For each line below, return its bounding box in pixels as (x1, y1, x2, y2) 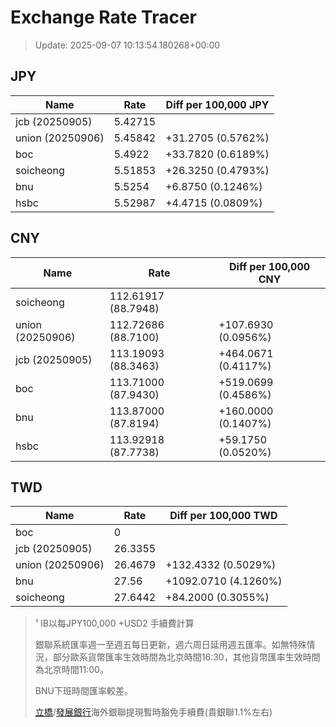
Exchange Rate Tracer (10, 6, 198, 29)
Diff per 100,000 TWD (169, 509, 278, 523)
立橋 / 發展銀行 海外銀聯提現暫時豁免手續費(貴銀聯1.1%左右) (34, 706, 273, 718)
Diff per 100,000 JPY (165, 97, 270, 111)
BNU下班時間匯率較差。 (34, 685, 133, 697)
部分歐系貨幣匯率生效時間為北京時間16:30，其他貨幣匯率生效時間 (52, 651, 321, 663)
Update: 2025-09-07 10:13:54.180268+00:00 (34, 39, 221, 51)
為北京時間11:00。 (34, 664, 109, 676)
